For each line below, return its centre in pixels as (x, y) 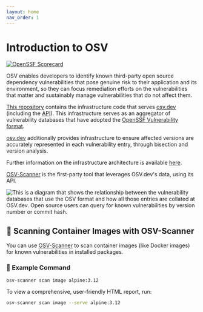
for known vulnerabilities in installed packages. (65, 252)
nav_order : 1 (23, 18)
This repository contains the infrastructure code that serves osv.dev (91, 107)
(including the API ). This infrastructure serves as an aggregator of (88, 113)
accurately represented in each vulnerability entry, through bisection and (97, 144)
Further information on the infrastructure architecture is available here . (94, 163)
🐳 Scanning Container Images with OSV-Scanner (100, 231)
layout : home (23, 12)
